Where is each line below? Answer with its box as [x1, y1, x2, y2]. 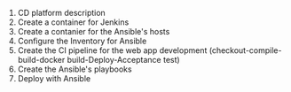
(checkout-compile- [208, 45, 282, 56]
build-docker [17, 55, 66, 65]
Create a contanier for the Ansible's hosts [17, 27, 170, 36]
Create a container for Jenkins [17, 17, 130, 27]
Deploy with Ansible [17, 73, 91, 83]
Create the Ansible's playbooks [17, 64, 132, 74]
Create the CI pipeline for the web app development [17, 45, 208, 56]
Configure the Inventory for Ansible [17, 35, 147, 46]
